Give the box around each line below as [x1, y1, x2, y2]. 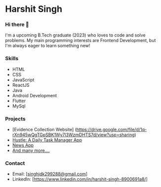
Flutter [12, 98, 26, 104]
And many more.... [12, 148, 50, 153]
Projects [5, 115, 26, 122]
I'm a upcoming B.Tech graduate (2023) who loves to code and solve [5, 32, 146, 38]
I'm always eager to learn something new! [5, 43, 90, 49]
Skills [5, 55, 19, 62]
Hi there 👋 [5, 21, 30, 28]
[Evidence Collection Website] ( [12, 127, 77, 133]
